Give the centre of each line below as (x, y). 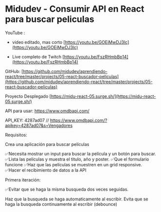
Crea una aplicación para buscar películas (47, 144)
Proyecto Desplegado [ (28, 96)
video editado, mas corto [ (38, 42)
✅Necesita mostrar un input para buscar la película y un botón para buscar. (81, 154)
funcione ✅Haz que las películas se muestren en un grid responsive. (74, 164)
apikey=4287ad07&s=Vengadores (39, 125)
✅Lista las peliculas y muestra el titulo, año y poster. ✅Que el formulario (77, 159)
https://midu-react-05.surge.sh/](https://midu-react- (103, 96)
